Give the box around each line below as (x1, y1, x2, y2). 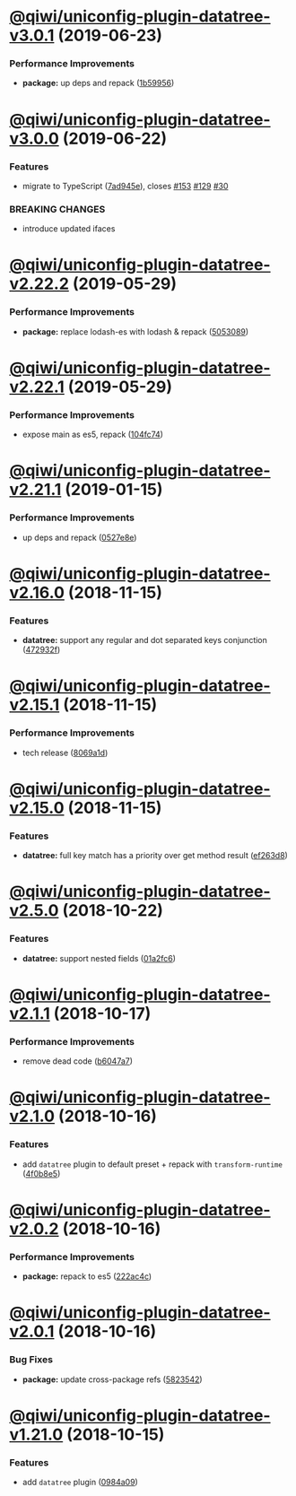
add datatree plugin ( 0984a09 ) (22, 1477, 139, 1488)
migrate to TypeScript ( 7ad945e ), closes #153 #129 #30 (22, 180, 229, 191)
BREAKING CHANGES (9, 203, 106, 215)
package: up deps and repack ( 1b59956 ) (22, 78, 175, 89)
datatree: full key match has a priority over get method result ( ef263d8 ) (22, 850, 289, 861)
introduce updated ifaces (22, 223, 116, 234)
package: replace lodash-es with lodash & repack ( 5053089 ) (22, 326, 249, 337)
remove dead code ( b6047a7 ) (22, 1056, 133, 1066)
